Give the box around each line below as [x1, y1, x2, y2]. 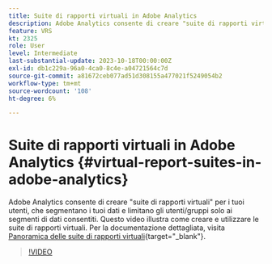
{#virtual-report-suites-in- [77, 153, 261, 172]
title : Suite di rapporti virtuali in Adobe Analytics [8, 11, 198, 20]
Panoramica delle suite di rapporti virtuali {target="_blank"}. [8, 232, 206, 241]
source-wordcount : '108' [8, 86, 92, 95]
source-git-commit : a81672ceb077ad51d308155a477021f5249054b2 [8, 72, 223, 80]
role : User [8, 42, 45, 50]
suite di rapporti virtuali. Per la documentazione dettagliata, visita [8, 223, 225, 233]
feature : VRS [8, 27, 53, 35]
